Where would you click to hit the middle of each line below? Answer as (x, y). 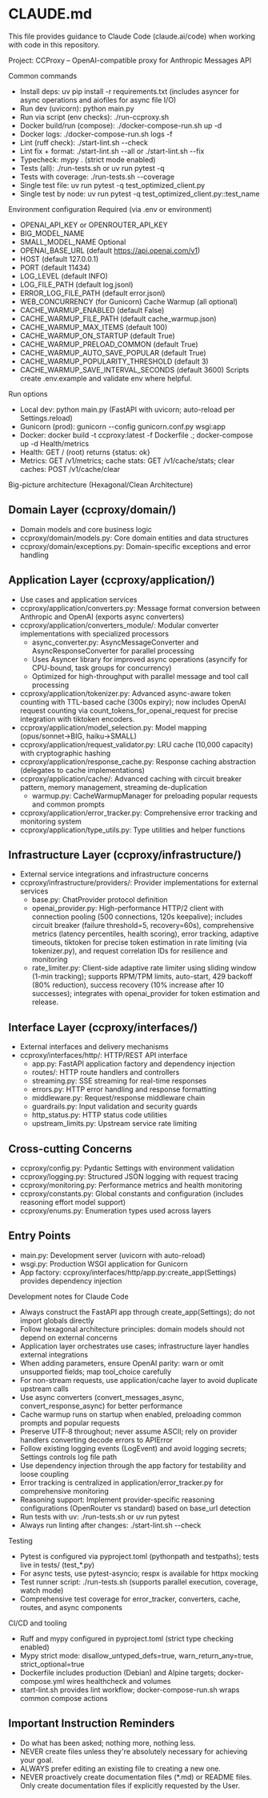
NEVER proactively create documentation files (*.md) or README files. (136, 1777)
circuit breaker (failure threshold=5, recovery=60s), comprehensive (143, 925)
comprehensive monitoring (64, 1491)
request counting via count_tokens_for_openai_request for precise (129, 710)
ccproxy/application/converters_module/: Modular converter (119, 625)
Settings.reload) (46, 417)
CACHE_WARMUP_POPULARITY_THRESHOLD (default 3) (114, 361)
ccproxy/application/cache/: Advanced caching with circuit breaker (131, 779)
